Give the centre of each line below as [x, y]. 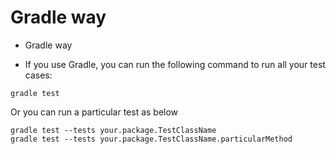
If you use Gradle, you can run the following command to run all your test [175, 64]
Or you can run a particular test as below [94, 112]
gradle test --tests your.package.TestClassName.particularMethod [151, 139]
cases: [38, 75]
